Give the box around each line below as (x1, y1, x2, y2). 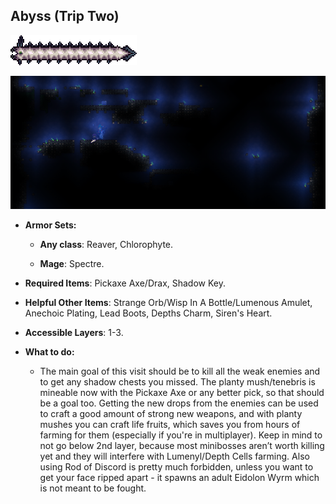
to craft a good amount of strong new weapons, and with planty (39, 407, 303, 419)
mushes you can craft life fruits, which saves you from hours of (39, 418, 301, 430)
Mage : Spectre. (39, 257, 105, 269)
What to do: (24, 345, 75, 358)
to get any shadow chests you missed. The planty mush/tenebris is (39, 375, 316, 388)
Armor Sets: (24, 219, 77, 231)
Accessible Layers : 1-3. (24, 326, 124, 338)
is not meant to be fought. (39, 482, 147, 494)
